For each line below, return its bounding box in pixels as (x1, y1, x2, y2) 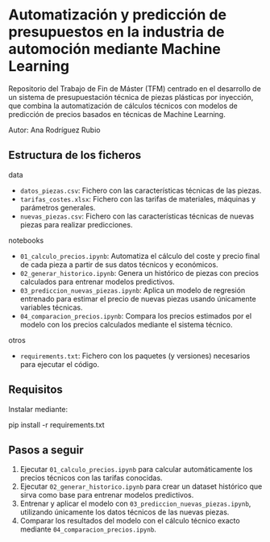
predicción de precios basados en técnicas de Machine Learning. (8, 109, 226, 119)
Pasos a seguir (8, 443, 84, 457)
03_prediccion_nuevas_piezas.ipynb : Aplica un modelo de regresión (19, 285, 246, 295)
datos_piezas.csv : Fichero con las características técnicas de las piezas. (19, 186, 262, 195)
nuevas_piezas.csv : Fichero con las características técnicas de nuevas (19, 211, 255, 221)
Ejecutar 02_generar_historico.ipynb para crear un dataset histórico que (19, 482, 263, 491)
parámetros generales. (19, 202, 96, 212)
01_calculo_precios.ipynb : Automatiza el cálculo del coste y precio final (19, 251, 260, 261)
